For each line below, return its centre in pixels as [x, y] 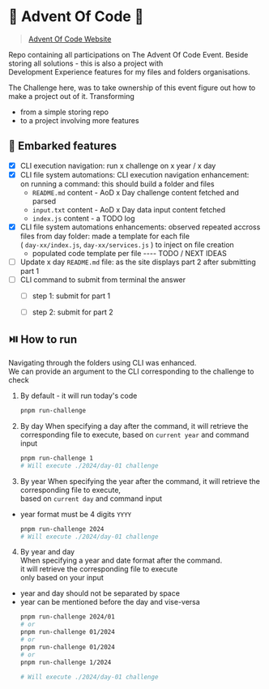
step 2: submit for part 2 [73, 312]
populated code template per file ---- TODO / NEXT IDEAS [129, 253]
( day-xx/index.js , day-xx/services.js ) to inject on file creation [127, 244]
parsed [44, 201]
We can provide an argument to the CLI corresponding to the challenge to [131, 371]
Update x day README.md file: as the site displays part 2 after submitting [138, 262]
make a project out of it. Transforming [72, 96]
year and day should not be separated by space [100, 593]
